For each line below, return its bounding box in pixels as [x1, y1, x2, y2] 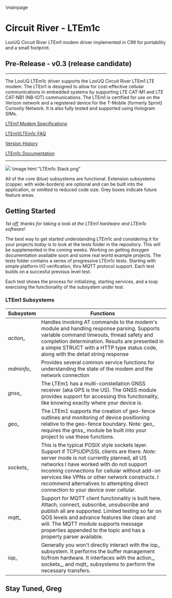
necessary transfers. [40, 567, 91, 574]
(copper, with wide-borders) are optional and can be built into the [5, 181, 143, 187]
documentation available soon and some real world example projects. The [5, 252, 161, 258]
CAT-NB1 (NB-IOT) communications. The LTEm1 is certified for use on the [5, 94, 160, 100]
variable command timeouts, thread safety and [40, 331, 154, 338]
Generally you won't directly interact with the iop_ [40, 541, 160, 548]
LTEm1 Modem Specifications [5, 120, 68, 127]
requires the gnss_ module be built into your [40, 426, 147, 434]
